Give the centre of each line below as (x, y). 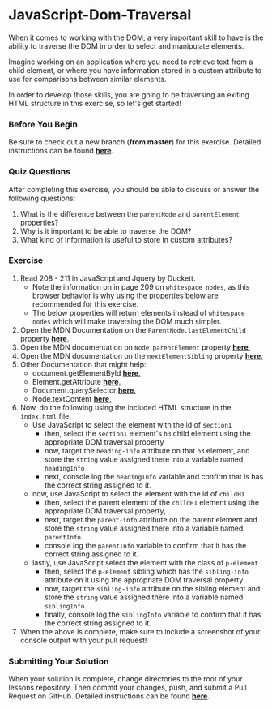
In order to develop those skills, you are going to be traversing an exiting (129, 94)
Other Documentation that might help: (83, 364)
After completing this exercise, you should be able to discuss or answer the (134, 189)
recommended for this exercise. (85, 304)
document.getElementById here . (86, 373)
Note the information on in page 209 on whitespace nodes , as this (141, 286)
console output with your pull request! (83, 640)
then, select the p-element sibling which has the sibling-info (147, 571)
